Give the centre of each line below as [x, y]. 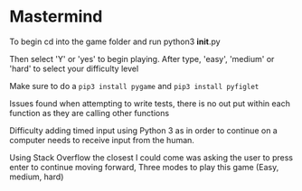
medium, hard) [37, 177]
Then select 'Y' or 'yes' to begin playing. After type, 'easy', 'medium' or [142, 59]
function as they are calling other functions [90, 113]
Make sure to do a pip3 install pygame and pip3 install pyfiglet [134, 86]
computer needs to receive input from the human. [102, 140]
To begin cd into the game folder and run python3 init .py [115, 41]
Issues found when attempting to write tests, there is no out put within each [150, 103]
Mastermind [56, 17]
